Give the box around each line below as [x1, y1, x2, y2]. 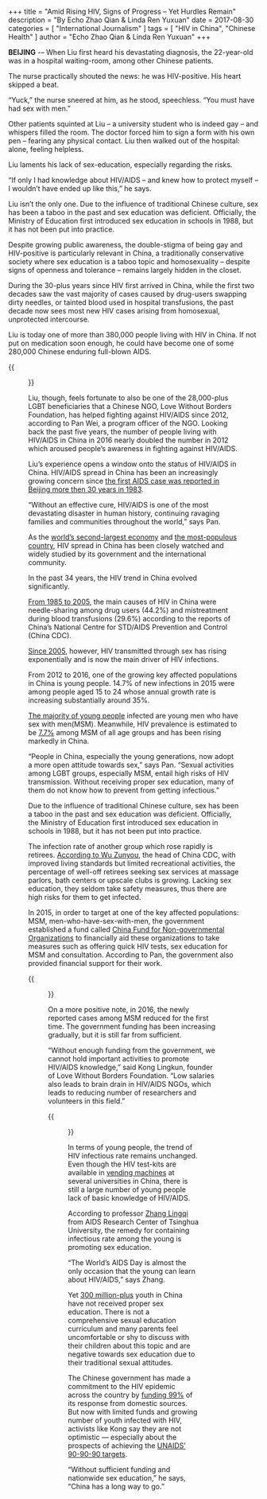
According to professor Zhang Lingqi [68, 1209, 188, 1218]
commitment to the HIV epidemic [68, 1382, 176, 1391]
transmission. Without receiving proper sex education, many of [28, 777, 234, 786]
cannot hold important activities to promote [48, 1054, 190, 1063]
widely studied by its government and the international [28, 549, 207, 559]
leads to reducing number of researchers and [48, 1088, 197, 1097]
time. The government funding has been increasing [48, 1022, 216, 1031]
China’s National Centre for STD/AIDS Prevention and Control [28, 622, 228, 632]
